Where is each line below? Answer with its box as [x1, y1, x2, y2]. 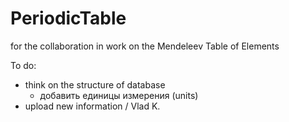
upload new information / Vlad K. [24, 100, 161, 112]
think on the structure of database [24, 78, 166, 91]
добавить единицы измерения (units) [39, 89, 199, 101]
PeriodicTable [10, 7, 127, 30]
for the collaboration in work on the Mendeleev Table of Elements [10, 40, 280, 52]
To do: [10, 59, 37, 71]
